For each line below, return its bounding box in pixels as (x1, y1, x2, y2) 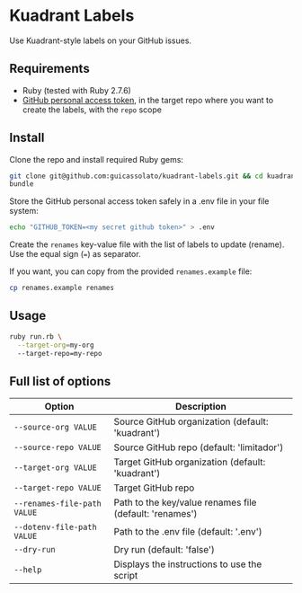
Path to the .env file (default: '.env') (113, 526, 262, 538)
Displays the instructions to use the (113, 558, 262, 571)
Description (174, 401, 227, 413)
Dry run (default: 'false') (113, 544, 216, 556)
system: (9, 206, 39, 217)
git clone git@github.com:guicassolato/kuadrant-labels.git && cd (9, 172, 263, 181)
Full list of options (9, 374, 111, 389)
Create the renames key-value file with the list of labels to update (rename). (9, 239, 285, 250)
